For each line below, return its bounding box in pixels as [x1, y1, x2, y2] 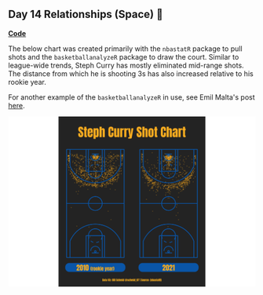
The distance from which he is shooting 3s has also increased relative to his [8, 68, 254, 78]
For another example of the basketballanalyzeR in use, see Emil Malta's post [8, 92, 255, 102]
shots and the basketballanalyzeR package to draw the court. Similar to [8, 52, 239, 61]
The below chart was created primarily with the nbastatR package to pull [8, 44, 243, 53]
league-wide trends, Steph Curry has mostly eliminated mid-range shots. [8, 60, 245, 70]
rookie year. [8, 77, 47, 86]
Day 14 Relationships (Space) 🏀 [8, 8, 163, 21]
